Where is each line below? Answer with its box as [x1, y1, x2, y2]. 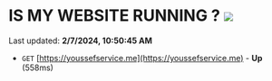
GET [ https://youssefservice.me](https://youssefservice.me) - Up [21, 52, 263, 63]
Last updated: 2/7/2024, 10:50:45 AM [8, 35, 153, 46]
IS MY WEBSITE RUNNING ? [8, 5, 221, 26]
